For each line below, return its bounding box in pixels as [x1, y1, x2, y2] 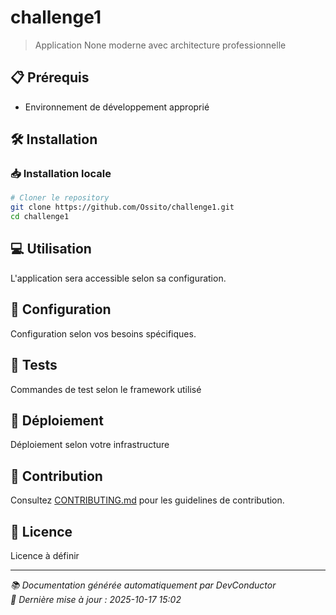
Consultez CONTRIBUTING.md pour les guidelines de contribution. [10, 494, 285, 506]
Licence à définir [10, 549, 80, 561]
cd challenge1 [10, 212, 70, 222]
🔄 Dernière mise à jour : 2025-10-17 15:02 [10, 593, 182, 605]
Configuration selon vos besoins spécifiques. [10, 327, 197, 340]
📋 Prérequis [10, 69, 90, 86]
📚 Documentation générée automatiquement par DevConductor [10, 579, 277, 591]
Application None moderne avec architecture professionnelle [34, 39, 287, 51]
